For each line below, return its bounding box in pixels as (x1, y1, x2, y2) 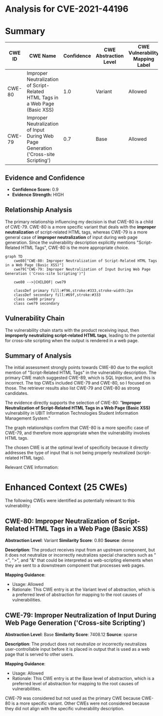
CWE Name (29, 53, 56, 59)
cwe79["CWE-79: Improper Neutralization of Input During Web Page (14, 267, 151, 271)
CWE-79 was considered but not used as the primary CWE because (5, 695, 141, 701)
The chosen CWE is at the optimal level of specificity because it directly (5, 445, 149, 450)
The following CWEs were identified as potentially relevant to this (5, 498, 135, 503)
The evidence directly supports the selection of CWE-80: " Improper (5, 400, 142, 406)
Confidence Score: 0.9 (12, 186, 59, 192)
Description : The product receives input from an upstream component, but (5, 547, 155, 553)
